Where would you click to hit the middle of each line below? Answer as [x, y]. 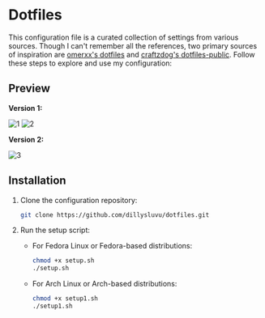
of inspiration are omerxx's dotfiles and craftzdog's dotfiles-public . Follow [132, 54]
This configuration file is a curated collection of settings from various [124, 37]
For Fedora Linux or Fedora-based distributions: [112, 246]
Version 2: [26, 139]
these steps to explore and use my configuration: [90, 63]
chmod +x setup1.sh [65, 299]
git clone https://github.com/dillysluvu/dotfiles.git [115, 215]
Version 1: [26, 108]
